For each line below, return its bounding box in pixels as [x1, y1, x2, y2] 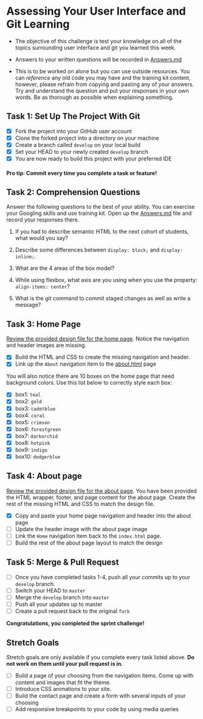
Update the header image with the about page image [15, 525, 148, 532]
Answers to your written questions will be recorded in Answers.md [15, 56, 182, 63]
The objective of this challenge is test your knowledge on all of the [15, 37, 182, 45]
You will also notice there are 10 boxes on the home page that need [6, 372, 174, 380]
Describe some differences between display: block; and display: [15, 246, 184, 254]
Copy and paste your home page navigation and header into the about [15, 511, 191, 519]
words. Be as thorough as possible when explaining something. [15, 93, 174, 101]
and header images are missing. [6, 342, 87, 349]
